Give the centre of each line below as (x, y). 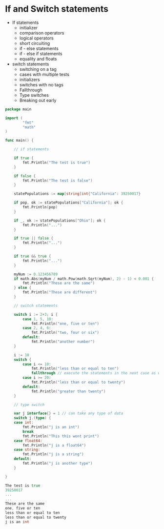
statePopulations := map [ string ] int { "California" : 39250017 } (77, 194)
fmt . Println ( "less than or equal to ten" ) (75, 369)
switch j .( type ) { (32, 418)
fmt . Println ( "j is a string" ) (53, 454)
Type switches (34, 95)
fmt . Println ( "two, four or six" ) (65, 333)
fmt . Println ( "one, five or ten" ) (65, 324)
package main (18, 109)
